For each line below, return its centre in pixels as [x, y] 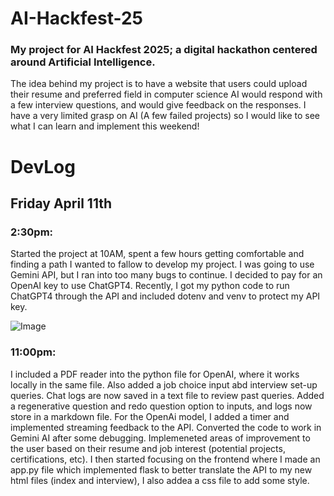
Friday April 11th [61, 203]
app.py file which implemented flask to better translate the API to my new [161, 469]
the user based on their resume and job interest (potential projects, [148, 448]
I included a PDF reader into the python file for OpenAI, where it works [155, 374]
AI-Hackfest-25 [76, 18]
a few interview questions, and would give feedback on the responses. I [158, 105]
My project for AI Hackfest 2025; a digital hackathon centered [164, 50]
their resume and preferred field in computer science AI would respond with [166, 94]
